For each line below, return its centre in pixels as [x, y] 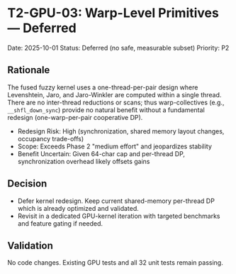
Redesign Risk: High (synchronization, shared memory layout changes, [121, 131]
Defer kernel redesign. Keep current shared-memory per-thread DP [116, 201]
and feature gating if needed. [60, 223]
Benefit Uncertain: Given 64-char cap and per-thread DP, [101, 153]
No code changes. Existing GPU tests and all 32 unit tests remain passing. [115, 263]
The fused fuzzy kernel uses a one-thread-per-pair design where [103, 87]
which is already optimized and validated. [78, 208]
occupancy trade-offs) [51, 138]
